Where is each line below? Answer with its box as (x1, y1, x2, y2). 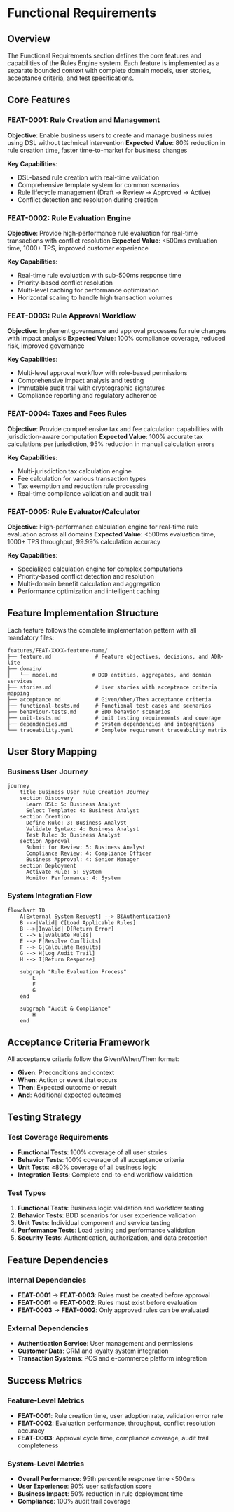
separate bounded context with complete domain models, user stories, (7, 67, 212, 74)
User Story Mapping (7, 745, 97, 758)
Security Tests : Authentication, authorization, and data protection (17, 1234, 208, 1242)
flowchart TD (7, 907, 46, 914)
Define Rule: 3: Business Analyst (25, 819, 128, 827)
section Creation (20, 814, 71, 821)
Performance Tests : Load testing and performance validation (17, 1226, 195, 1235)
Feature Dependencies (7, 1254, 109, 1266)
